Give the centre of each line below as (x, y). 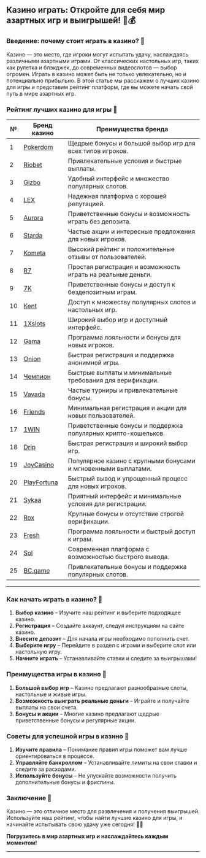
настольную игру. (39, 652)
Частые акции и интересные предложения (132, 231)
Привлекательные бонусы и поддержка (127, 566)
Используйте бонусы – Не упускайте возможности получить (96, 775)
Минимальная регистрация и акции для (127, 408)
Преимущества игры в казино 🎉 (57, 674)
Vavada (34, 394)
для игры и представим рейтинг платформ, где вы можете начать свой (100, 87)
